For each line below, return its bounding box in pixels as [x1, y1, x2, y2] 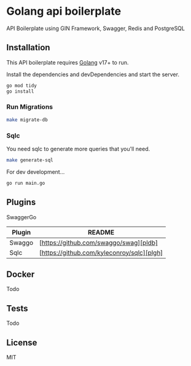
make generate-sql [6, 157, 53, 163]
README [88, 228, 115, 236]
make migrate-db [6, 117, 48, 123]
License [6, 337, 37, 348]
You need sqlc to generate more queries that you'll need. [6, 145, 150, 152]
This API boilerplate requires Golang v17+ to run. [6, 58, 129, 66]
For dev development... [6, 168, 65, 176]
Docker [6, 269, 35, 279]
